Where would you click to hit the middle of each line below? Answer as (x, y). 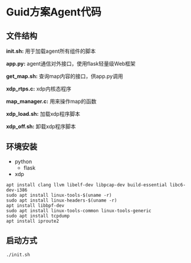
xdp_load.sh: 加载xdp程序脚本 (43, 114)
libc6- (177, 185)
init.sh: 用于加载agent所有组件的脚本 (51, 51)
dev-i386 (17, 190)
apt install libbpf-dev (35, 205)
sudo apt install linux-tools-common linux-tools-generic (79, 210)
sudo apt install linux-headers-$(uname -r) (62, 200)
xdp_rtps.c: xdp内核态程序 (39, 89)
